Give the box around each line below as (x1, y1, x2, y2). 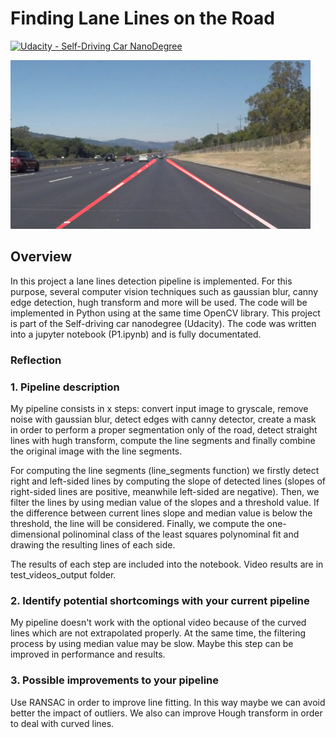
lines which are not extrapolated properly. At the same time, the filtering (10, 627, 307, 639)
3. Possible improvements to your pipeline (10, 673, 220, 687)
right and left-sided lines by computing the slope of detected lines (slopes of (10, 475, 326, 487)
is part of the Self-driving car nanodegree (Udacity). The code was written (10, 317, 317, 329)
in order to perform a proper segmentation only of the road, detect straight (10, 423, 318, 436)
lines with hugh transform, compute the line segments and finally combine (10, 434, 316, 446)
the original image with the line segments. (10, 445, 183, 457)
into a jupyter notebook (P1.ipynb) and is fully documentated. (10, 328, 262, 340)
